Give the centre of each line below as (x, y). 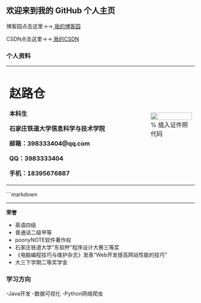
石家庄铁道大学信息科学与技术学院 (57, 129)
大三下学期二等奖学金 (41, 262)
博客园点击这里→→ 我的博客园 (43, 26)
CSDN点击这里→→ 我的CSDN (43, 39)
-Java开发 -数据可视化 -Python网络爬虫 (55, 293)
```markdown (22, 194)
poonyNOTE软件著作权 (43, 240)
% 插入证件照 (169, 125)
